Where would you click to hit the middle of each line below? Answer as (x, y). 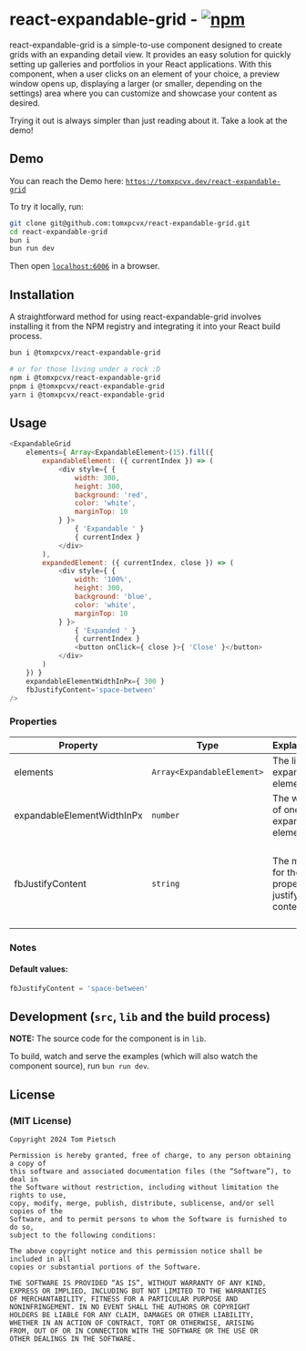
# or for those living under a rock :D (85, 369)
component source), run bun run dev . (80, 1066)
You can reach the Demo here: (67, 180)
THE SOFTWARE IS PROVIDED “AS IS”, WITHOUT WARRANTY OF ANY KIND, (138, 1284)
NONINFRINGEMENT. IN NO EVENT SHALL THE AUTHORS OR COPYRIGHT (130, 1307)
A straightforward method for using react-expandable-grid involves (136, 317)
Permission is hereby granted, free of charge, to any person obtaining (150, 1156)
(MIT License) (41, 1120)
